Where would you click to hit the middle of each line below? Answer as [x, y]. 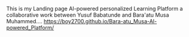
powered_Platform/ [30, 27]
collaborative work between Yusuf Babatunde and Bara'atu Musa [88, 15]
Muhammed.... [24, 21]
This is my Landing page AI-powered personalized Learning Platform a [95, 9]
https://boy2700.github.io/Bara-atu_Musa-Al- [100, 21]
